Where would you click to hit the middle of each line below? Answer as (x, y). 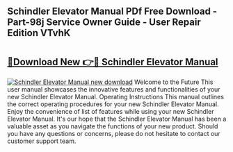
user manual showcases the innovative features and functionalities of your (114, 89)
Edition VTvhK (39, 33)
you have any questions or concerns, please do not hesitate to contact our (114, 134)
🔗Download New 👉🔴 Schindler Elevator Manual (113, 62)
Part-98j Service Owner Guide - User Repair (104, 23)
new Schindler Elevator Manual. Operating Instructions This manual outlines (116, 97)
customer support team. (42, 141)
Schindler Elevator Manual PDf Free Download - (112, 11)
